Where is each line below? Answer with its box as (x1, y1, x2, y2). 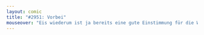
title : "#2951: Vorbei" (6, 14, 67, 20)
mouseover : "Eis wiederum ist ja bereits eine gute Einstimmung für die (6, 20, 194, 26)
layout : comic (6, 8, 42, 15)
